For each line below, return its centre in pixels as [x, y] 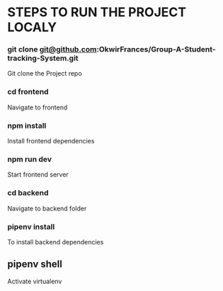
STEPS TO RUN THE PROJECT [97, 12]
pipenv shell [35, 265]
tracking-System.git [43, 59]
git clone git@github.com [52, 49]
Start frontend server [38, 174]
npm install [27, 126]
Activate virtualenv [35, 281]
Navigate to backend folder [47, 208]
